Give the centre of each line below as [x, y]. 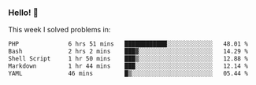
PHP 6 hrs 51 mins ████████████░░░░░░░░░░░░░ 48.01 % [128, 44]
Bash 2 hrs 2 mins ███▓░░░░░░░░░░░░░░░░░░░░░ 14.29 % [128, 52]
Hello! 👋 [24, 13]
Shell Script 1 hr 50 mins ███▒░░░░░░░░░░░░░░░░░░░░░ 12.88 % [128, 59]
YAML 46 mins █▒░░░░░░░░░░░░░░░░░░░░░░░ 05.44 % [128, 73]
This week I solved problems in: [59, 30]
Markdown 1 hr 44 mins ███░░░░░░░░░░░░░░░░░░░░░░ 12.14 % [128, 66]
